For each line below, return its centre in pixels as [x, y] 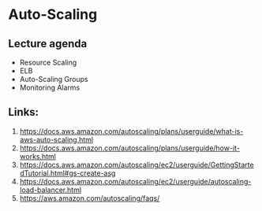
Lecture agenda [48, 44]
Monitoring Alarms [50, 87]
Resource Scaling [48, 62]
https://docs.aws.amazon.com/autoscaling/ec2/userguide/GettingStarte [137, 165]
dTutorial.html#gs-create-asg [67, 173]
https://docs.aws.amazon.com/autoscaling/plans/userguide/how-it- [130, 148]
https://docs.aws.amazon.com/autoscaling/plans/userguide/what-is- [131, 131]
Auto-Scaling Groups [54, 79]
